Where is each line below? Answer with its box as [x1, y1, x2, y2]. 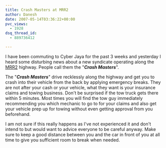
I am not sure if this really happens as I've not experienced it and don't [5, 121, 151, 127]
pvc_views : [5, 21, 28, 27]
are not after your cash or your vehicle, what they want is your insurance [5, 84, 156, 90]
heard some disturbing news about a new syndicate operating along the [5, 59, 154, 65]
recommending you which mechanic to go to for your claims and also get [5, 100, 157, 106]
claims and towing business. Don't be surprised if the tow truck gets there [5, 90, 158, 96]
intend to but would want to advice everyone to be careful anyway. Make [5, 126, 156, 132]
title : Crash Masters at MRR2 [5, 7, 69, 13]
